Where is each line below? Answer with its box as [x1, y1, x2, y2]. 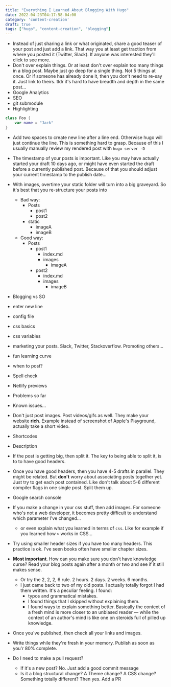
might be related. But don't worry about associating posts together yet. [12, 473, 163, 479]
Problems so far [12, 392, 46, 399]
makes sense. [12, 566, 42, 572]
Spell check [12, 373, 38, 379]
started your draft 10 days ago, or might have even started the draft [12, 161, 154, 167]
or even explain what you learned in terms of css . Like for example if [20, 525, 164, 531]
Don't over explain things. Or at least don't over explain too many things [12, 62, 164, 68]
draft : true [5, 21, 31, 27]
